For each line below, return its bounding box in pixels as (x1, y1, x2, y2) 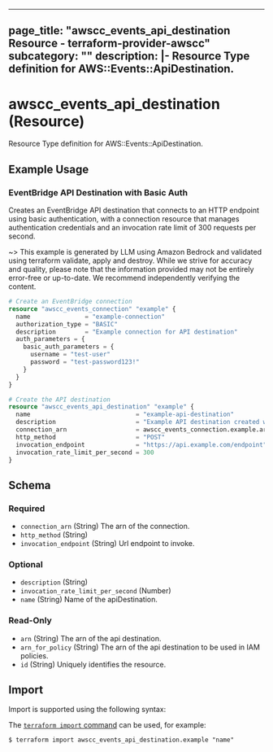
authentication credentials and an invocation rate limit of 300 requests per (8, 223, 257, 233)
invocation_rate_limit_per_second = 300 (15, 448, 154, 457)
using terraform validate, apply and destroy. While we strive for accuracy (8, 256, 253, 265)
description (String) (19, 577, 88, 587)
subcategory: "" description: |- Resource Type (8, 50, 250, 63)
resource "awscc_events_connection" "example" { (8, 304, 176, 313)
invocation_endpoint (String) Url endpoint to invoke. (19, 539, 195, 549)
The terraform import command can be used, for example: (8, 720, 206, 730)
